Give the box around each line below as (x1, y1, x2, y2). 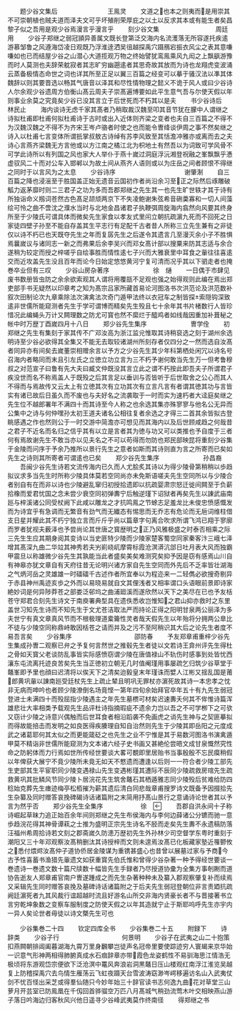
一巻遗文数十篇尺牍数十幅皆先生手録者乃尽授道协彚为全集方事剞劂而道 (26, 865, 233, 872)
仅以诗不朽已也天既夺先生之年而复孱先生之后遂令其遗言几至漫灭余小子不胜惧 (7, 230, 233, 239)
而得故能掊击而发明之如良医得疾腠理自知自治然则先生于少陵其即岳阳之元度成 (7, 722, 233, 729)
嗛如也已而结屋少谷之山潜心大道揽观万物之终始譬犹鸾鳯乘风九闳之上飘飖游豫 (7, 51, 233, 60)
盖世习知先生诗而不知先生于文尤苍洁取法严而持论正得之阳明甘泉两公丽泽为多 (7, 605, 233, 614)
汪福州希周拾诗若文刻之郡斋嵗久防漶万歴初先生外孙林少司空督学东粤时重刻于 (7, 829, 233, 837)
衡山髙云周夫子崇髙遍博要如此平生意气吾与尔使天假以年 (69, 87, 233, 96)
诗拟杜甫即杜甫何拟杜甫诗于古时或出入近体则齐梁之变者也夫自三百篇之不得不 (7, 114, 233, 122)
